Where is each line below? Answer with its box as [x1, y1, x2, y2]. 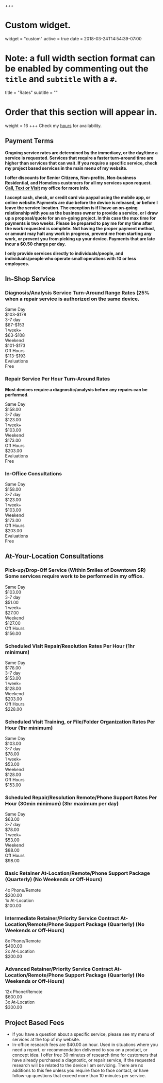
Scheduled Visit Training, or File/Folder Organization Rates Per [5, 718, 156, 725]
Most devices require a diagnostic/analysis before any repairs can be [5, 386, 148, 392]
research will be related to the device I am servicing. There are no [12, 1063, 144, 1068]
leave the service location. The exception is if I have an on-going [5, 205, 138, 211]
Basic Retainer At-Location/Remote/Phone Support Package [5, 870, 150, 877]
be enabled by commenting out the [5, 63, 149, 74]
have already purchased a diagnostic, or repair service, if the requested [12, 1057, 156, 1063]
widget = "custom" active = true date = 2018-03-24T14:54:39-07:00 [5, 36, 142, 41]
